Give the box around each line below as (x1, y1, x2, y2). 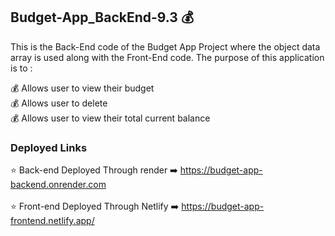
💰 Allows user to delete (10, 97, 108, 109)
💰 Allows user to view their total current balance (10, 112, 211, 124)
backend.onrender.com (10, 179, 107, 191)
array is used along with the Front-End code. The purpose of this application (10, 51, 325, 63)
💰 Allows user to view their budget (10, 82, 155, 94)
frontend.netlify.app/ (10, 215, 95, 227)
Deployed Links (10, 140, 88, 154)
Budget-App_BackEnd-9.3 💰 (10, 9, 194, 26)
